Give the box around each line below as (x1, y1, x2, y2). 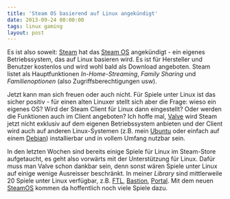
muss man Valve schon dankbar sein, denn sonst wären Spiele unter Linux (7, 162, 218, 170)
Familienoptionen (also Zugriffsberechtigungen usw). (7, 77, 158, 86)
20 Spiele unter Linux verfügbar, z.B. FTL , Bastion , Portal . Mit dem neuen (7, 176, 214, 185)
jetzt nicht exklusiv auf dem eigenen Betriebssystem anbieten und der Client (7, 119, 223, 128)
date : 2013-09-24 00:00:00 (7, 16, 84, 23)
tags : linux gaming (7, 23, 63, 30)
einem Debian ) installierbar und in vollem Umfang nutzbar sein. (7, 134, 185, 143)
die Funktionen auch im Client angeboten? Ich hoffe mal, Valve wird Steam (7, 113, 218, 121)
